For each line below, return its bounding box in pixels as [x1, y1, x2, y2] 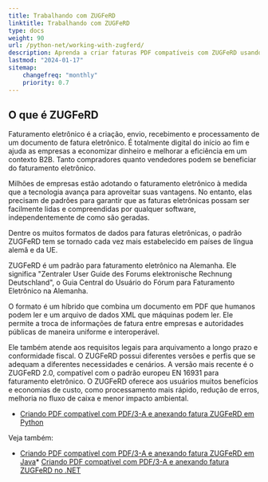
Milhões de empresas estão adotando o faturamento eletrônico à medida [8, 179, 247, 189]
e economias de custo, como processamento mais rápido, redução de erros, [8, 385, 260, 395]
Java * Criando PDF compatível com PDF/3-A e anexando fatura [19, 457, 230, 467]
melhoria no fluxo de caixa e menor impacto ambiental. [8, 393, 189, 404]
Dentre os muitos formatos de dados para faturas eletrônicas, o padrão [8, 229, 242, 238]
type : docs [8, 26, 45, 34]
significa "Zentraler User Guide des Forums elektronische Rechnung [8, 269, 233, 279]
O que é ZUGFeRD [8, 108, 99, 121]
